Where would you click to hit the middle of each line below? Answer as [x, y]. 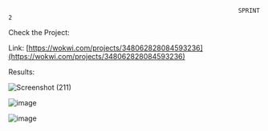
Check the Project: [39, 32]
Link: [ [19, 48]
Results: [22, 72]
